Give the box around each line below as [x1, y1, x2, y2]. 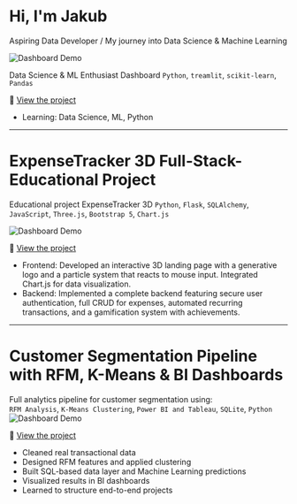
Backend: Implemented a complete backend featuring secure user [21, 287, 263, 298]
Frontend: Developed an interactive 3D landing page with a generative [21, 259, 278, 271]
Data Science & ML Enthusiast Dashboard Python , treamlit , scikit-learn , [9, 69, 277, 80]
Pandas [9, 79, 34, 88]
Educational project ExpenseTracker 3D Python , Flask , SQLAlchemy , [9, 199, 249, 210]
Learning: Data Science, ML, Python [21, 111, 154, 122]
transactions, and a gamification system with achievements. [21, 307, 240, 317]
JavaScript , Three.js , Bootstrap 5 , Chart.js [9, 208, 170, 218]
